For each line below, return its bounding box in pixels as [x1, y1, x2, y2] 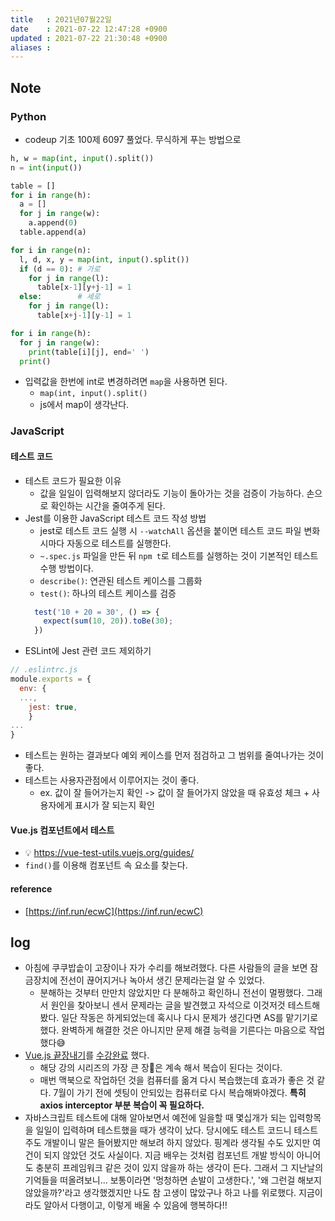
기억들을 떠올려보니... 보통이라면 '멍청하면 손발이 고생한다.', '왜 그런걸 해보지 [24, 1174, 322, 1186]
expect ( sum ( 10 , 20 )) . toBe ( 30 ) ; [43, 616, 174, 626]
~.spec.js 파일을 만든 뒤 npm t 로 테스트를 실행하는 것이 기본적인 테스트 [39, 549, 319, 561]
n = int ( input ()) [10, 162, 83, 173]
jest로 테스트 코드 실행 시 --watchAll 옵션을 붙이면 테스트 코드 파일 [39, 524, 302, 536]
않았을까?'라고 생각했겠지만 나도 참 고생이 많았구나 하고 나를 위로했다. [24, 1187, 297, 1199]
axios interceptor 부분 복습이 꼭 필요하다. [39, 1099, 205, 1111]
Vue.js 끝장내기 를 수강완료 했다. [24, 1049, 150, 1061]
